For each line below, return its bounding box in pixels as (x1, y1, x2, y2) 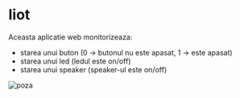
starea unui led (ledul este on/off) (19, 56, 131, 66)
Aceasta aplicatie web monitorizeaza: (8, 32, 133, 42)
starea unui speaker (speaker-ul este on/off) (19, 64, 168, 74)
